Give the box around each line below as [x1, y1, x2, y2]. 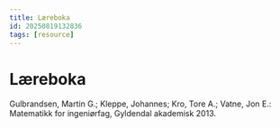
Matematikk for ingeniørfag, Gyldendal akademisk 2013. [9, 108, 217, 119]
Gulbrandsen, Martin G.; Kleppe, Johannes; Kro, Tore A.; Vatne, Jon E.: [9, 98, 272, 109]
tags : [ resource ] [9, 30, 75, 39]
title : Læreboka [9, 13, 70, 23]
